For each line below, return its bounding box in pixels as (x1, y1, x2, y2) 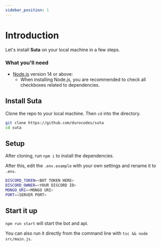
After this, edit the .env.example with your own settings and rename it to (5, 162, 156, 169)
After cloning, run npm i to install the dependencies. (5, 153, 114, 159)
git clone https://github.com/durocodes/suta (5, 120, 104, 126)
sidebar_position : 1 (5, 7, 50, 13)
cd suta (5, 125, 22, 130)
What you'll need (5, 59, 49, 67)
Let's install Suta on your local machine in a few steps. (5, 47, 120, 53)
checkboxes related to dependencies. (20, 81, 100, 88)
